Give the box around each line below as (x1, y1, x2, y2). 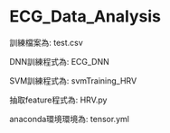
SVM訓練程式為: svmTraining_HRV (9, 75, 137, 86)
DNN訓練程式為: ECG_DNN (9, 56, 110, 66)
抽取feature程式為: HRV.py (9, 94, 108, 105)
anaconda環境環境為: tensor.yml (9, 113, 129, 124)
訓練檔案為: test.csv (9, 37, 83, 48)
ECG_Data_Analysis (9, 6, 161, 27)
